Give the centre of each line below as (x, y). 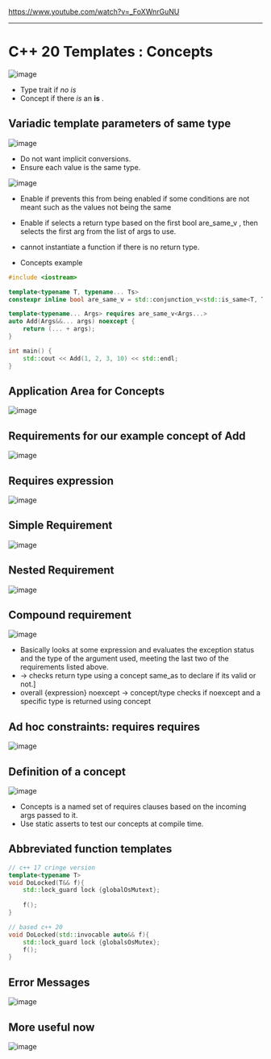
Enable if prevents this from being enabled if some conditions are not (135, 198)
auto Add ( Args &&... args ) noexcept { (72, 322)
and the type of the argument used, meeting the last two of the (124, 659)
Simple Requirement (60, 525)
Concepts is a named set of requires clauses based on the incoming (133, 807)
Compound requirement (70, 615)
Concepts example (51, 262)
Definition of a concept (67, 771)
